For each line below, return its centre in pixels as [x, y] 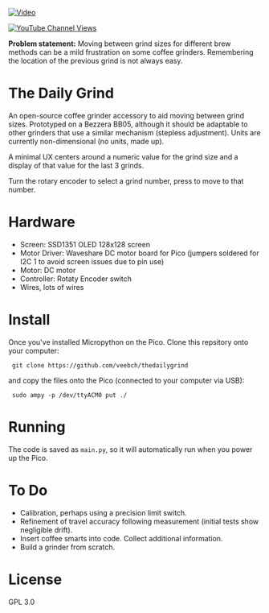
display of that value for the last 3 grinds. [76, 165]
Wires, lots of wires [52, 287]
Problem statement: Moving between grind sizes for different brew [120, 43]
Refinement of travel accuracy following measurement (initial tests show [139, 521]
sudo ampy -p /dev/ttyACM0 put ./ [69, 395]
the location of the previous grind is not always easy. [96, 61]
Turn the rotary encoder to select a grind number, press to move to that [126, 180]
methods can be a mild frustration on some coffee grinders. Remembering [131, 52]
